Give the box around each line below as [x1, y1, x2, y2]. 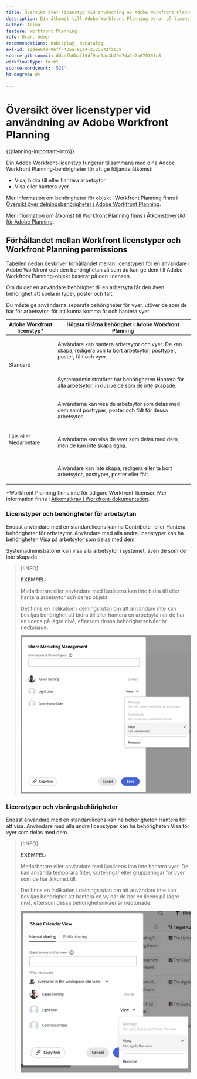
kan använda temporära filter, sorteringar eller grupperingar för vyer [20, 869, 185, 876]
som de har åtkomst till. [20, 875, 77, 882]
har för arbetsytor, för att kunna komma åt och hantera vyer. [6, 308, 151, 314]
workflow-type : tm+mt [6, 59, 59, 65]
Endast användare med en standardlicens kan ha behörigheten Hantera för [6, 816, 186, 823]
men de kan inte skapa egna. [57, 442, 127, 449]
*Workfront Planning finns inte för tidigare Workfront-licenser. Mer [6, 489, 167, 496]
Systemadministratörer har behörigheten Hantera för [57, 376, 185, 383]
